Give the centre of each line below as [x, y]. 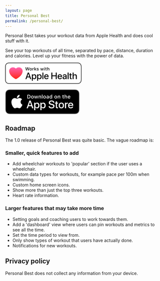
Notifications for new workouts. [44, 245]
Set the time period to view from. [46, 235]
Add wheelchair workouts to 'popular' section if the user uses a [77, 164]
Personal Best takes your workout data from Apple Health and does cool [79, 36]
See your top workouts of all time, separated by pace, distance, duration [79, 51]
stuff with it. [17, 41]
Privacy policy [28, 261]
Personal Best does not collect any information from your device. [72, 273]
